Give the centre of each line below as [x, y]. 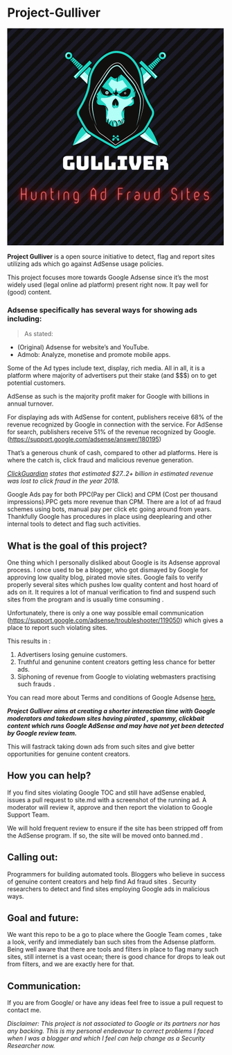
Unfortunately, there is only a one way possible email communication [106, 613]
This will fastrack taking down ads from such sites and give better [101, 747]
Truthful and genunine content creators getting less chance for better [116, 662]
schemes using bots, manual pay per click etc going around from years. [109, 509]
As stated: [38, 334]
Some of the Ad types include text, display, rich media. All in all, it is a [106, 368]
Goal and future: [43, 918]
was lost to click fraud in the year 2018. [63, 481]
